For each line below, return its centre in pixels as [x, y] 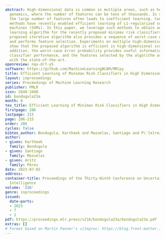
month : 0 [14, 101]
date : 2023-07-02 [23, 169]
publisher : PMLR [22, 87]
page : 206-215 [20, 119]
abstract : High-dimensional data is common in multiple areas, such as [80, 10]
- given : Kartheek [24, 142]
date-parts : [22, 201]
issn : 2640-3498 [22, 92]
